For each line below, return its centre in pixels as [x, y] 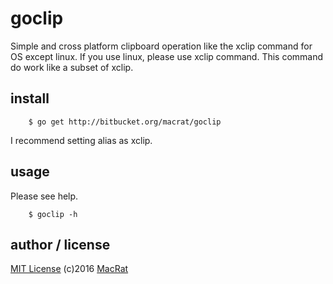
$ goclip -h [53, 214]
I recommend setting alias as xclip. [81, 140]
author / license [60, 244]
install [30, 98]
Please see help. [44, 196]
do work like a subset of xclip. [72, 67]
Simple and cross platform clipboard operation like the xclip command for [161, 46]
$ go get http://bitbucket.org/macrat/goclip [125, 122]
